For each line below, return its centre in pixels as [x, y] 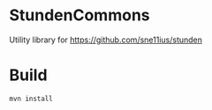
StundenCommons [79, 15]
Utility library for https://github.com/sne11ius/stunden [106, 40]
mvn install [31, 99]
